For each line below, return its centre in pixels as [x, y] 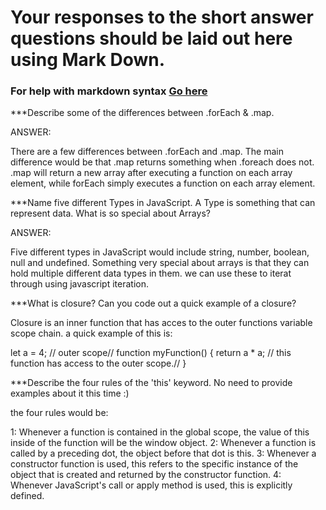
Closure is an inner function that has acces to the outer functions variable [161, 323]
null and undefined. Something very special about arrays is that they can [160, 263]
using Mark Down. [88, 60]
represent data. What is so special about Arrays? [110, 213]
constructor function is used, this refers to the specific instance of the [154, 464]
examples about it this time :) [70, 393]
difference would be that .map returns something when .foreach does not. [162, 162]
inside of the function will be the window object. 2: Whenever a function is [163, 443]
